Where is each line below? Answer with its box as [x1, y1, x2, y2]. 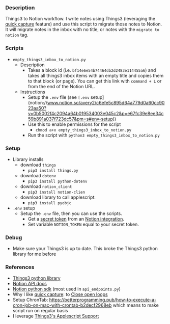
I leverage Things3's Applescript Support [12, 313, 99, 319]
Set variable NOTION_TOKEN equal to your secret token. [27, 221, 139, 227]
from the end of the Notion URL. [27, 83, 95, 89]
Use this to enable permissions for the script [27, 121, 121, 127]
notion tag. [5, 32, 29, 38]
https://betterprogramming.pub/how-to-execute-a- [49, 297, 157, 303]
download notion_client [20, 183, 72, 190]
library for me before [12, 251, 56, 257]
